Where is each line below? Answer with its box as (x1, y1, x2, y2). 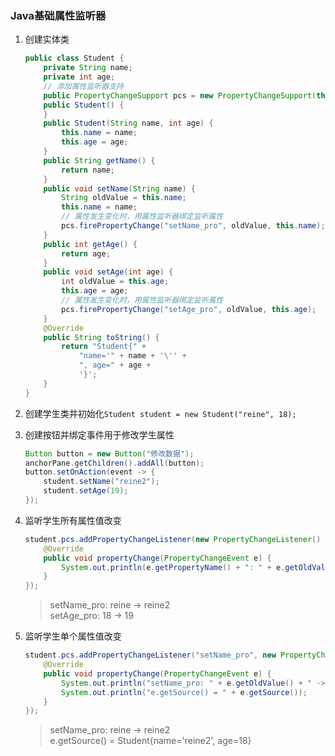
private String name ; (43, 63, 133, 73)
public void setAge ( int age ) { (43, 267, 174, 277)
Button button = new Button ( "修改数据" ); (24, 448, 195, 459)
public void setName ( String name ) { (43, 183, 196, 194)
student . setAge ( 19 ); (43, 486, 129, 496)
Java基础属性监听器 (10, 8, 107, 22)
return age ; (61, 248, 111, 259)
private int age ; (43, 72, 116, 82)
